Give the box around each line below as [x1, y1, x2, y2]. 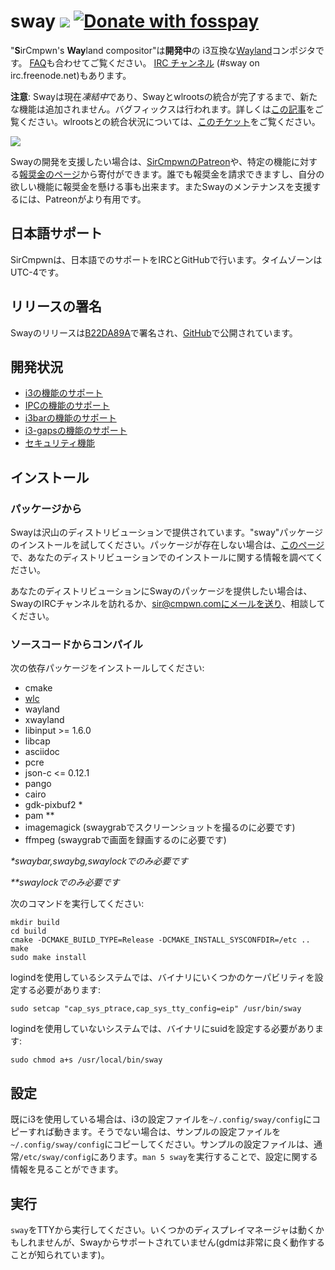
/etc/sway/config [19, 1153, 92, 1163]
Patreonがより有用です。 [44, 193, 147, 205]
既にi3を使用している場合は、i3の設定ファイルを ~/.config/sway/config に [10, 1113, 312, 1125]
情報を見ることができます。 [10, 1163, 124, 1175]
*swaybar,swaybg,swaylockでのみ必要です [10, 855, 189, 867]
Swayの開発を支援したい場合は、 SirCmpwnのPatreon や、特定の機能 [10, 155, 292, 167]
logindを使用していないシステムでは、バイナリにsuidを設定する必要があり [10, 1023, 316, 1035]
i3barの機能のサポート [24, 412, 117, 424]
